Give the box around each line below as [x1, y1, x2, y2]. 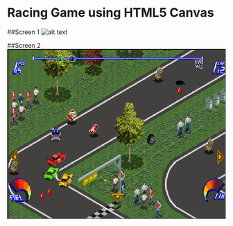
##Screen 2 [7, 41, 41, 49]
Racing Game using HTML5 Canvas [7, 5, 214, 21]
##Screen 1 [7, 28, 40, 36]
